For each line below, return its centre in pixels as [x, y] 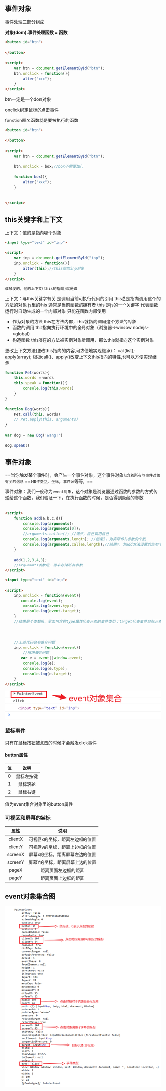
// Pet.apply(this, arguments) [46, 420]
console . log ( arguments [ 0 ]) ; [52, 528]
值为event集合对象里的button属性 [39, 804]
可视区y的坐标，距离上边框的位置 [62, 847]
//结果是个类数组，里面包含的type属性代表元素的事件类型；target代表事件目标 [84, 621]
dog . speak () [17, 445]
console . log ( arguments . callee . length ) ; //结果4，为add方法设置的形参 [91, 544]
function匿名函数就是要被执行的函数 [42, 120]
